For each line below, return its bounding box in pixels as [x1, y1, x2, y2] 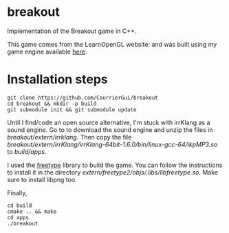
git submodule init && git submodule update [7, 106, 137, 113]
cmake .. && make [7, 208, 57, 215]
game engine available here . [7, 47, 87, 56]
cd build [7, 202, 32, 209]
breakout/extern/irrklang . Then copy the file [7, 133, 132, 141]
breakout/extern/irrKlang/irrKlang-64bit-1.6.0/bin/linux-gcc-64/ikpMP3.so [7, 140, 218, 148]
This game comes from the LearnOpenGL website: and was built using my [7, 40, 217, 48]
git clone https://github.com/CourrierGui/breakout [7, 94, 158, 101]
